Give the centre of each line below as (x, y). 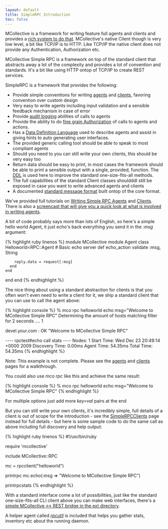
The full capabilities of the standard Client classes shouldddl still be (82, 181)
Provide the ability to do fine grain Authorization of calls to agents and (85, 122)
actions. (21, 127)
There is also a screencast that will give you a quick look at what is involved (83, 207)
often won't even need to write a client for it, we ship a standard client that (82, 295)
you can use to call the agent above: (43, 301)
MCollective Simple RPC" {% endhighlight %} (52, 391)
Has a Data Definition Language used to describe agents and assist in (84, 133)
